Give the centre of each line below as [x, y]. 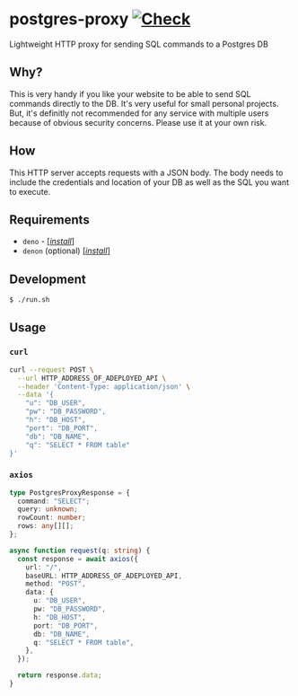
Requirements [49, 220]
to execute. [30, 191]
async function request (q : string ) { [80, 551]
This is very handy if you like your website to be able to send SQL [130, 93]
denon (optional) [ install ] [66, 251]
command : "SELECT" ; [54, 501]
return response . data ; [60, 675]
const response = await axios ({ [78, 559]
